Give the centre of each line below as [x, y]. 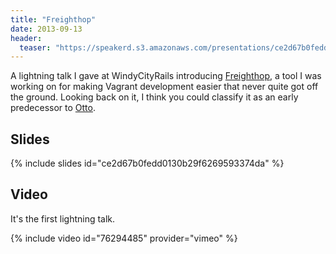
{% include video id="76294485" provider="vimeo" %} [124, 238]
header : [26, 38]
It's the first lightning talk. [63, 218]
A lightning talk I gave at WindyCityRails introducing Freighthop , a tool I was [166, 76]
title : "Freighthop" [53, 19]
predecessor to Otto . [53, 108]
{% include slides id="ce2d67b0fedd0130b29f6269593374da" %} [147, 163]
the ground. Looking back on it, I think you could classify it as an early [154, 97]
